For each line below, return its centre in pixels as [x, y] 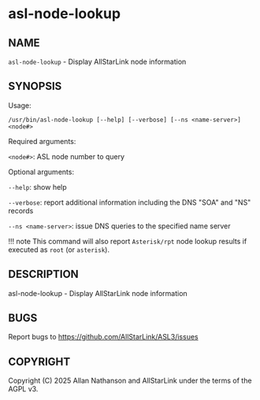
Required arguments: [42, 141]
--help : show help [37, 187]
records [21, 210]
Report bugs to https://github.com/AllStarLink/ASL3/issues [103, 337]
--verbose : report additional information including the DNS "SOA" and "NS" [130, 202]
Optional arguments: [41, 172]
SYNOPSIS [35, 86]
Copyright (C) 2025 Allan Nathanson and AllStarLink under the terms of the [130, 381]
